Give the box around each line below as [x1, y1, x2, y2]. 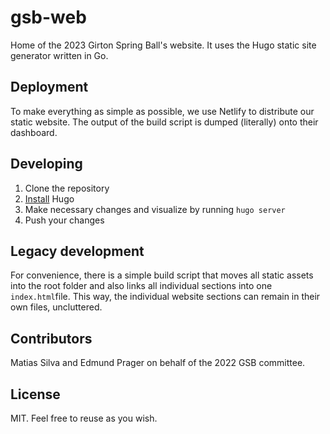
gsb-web [10, 6, 87, 29]
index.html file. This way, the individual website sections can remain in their [10, 291, 321, 303]
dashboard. [10, 126, 58, 138]
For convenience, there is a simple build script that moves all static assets [10, 269, 314, 281]
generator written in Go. [10, 49, 109, 61]
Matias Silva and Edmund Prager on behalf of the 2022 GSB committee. [10, 357, 306, 369]
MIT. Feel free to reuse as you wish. [10, 412, 158, 424]
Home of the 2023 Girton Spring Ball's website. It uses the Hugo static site [10, 39, 317, 51]
